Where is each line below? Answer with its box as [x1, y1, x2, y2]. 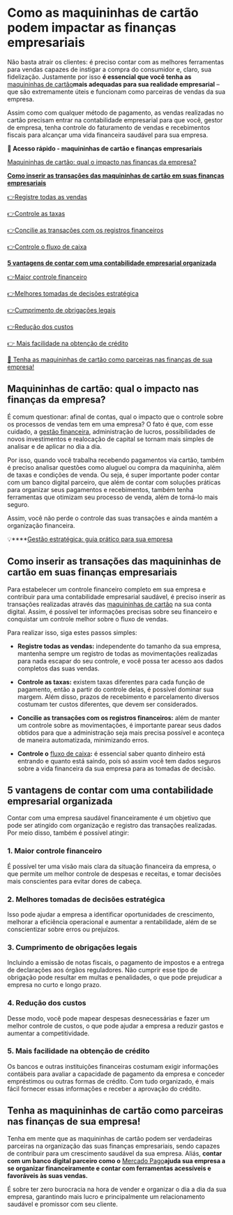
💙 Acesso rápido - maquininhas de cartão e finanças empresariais [7, 144, 202, 152]
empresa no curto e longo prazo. [7, 981, 102, 989]
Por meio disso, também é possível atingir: [7, 828, 130, 837]
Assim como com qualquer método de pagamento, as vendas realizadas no [7, 108, 225, 117]
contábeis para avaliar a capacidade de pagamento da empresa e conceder [7, 1070, 225, 1078]
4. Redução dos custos [7, 998, 87, 1008]
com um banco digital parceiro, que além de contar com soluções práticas [7, 477, 221, 487]
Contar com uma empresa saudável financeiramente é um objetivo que [7, 814, 211, 822]
